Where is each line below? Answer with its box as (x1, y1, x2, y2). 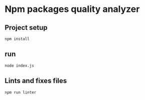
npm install (5, 36, 30, 41)
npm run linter (5, 90, 37, 95)
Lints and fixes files (5, 77, 67, 85)
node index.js (5, 63, 35, 68)
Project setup (5, 23, 48, 32)
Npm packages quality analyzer (5, 3, 140, 15)
